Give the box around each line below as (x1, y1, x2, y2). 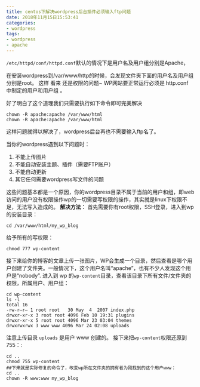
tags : (6, 31, 20, 37)
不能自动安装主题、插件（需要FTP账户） (14, 161, 115, 168)
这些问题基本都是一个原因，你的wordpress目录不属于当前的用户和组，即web (6, 188, 195, 195)
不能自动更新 (14, 168, 47, 175)
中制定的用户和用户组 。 (6, 87, 66, 94)
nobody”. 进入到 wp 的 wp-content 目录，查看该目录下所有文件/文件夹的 (19, 272, 192, 279)
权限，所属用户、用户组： (6, 279, 69, 287)
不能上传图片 (14, 153, 47, 160)
